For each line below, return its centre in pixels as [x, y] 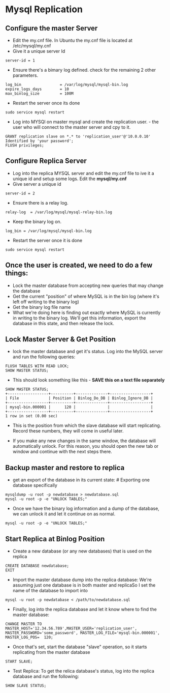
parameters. [25, 75]
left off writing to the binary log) [46, 302]
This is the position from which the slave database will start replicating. [87, 425]
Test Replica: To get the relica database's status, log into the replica [83, 671]
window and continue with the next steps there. [62, 452]
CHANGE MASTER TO [24, 624]
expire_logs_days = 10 [37, 89]
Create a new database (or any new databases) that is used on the [82, 551]
